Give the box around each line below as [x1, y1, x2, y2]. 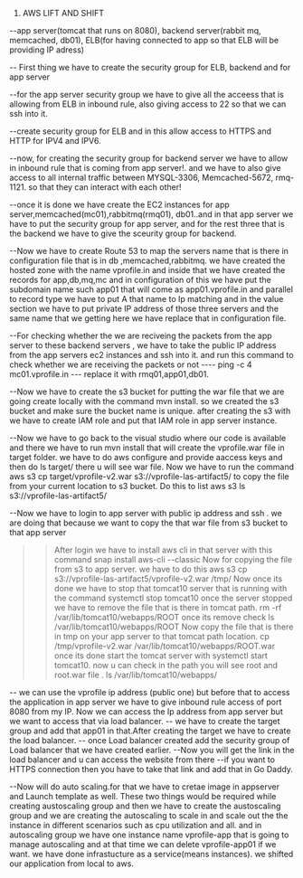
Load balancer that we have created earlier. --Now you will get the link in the [9, 745, 295, 755]
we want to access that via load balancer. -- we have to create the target [9, 716, 280, 726]
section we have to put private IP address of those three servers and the [9, 303, 279, 314]
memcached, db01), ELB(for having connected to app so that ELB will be [9, 35, 279, 45]
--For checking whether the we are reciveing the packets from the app [9, 330, 273, 341]
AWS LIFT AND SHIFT [22, 8, 104, 18]
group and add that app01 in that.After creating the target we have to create [9, 725, 291, 736]
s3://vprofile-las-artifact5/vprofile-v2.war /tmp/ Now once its [53, 573, 283, 584]
